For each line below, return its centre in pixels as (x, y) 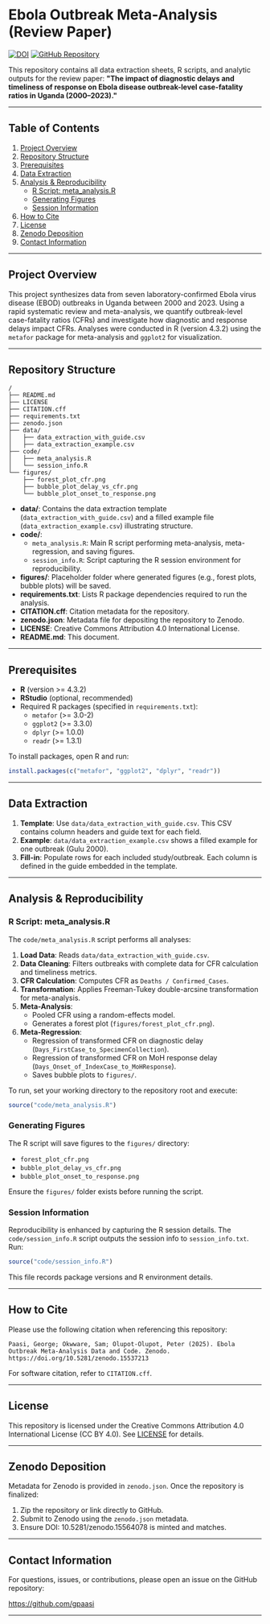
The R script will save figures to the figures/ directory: (99, 1143)
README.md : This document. (70, 637)
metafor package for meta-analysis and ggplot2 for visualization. (115, 337)
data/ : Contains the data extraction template (93, 509)
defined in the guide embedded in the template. (99, 866)
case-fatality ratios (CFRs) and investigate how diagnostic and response (128, 320)
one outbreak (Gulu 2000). (64, 849)
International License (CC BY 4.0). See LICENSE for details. (106, 1434)
